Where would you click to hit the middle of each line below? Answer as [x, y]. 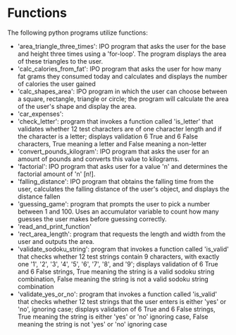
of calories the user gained [57, 83]
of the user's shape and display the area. [77, 106]
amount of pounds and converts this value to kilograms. [98, 159]
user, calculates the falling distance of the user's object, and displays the [123, 189]
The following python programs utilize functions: [77, 33]
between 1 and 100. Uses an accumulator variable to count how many [118, 211]
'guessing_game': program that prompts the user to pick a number [113, 204]
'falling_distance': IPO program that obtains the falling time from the [116, 181]
